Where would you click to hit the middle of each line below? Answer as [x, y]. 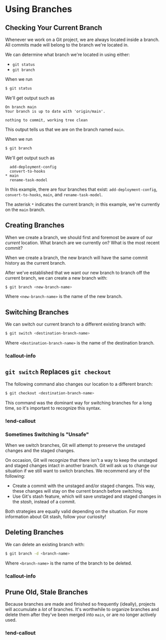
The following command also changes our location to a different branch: [79, 384]
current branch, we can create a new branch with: [56, 278]
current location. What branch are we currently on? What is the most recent [83, 243]
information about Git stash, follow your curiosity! [56, 516]
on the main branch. [25, 209]
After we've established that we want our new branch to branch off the [78, 273]
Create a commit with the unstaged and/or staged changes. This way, [84, 486]
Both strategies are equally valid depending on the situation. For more [77, 511]
